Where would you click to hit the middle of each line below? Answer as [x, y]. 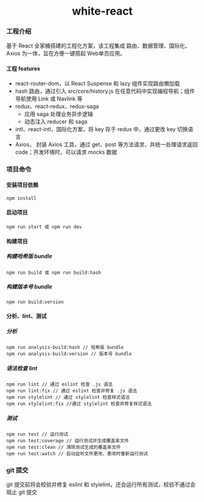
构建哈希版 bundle [30, 256]
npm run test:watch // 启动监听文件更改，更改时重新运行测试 [77, 454]
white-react [102, 11]
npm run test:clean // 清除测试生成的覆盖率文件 [64, 447]
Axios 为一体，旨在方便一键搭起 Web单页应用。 [66, 54]
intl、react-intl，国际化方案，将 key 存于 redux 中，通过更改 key [95, 129]
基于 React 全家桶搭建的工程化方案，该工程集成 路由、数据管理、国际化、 [98, 46]
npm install [21, 198]
